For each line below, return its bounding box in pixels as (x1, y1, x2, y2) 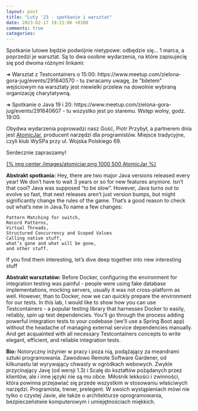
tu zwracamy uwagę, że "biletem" (79, 77, 163, 84)
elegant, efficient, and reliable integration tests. (6, 337, 121, 344)
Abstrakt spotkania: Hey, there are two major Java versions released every (6, 172, 190, 179)
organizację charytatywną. (6, 90, 72, 97)
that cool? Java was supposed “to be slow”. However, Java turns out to (6, 184, 179, 192)
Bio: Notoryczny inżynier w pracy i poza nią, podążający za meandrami (6, 348, 179, 355)
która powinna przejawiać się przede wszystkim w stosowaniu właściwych (6, 379, 188, 387)
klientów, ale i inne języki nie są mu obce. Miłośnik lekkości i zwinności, (6, 373, 180, 380)
